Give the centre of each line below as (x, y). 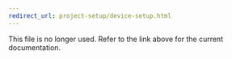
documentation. (35, 47)
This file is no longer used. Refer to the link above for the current (116, 39)
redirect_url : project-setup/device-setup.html (90, 16)
